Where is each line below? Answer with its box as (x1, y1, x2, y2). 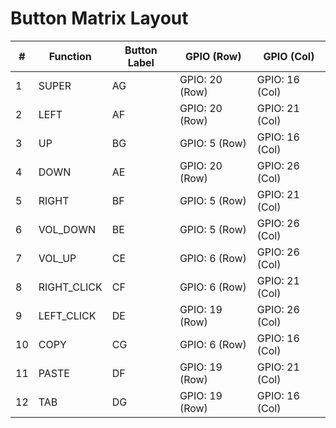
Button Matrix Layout (10, 7, 189, 30)
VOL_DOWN (38, 222, 96, 236)
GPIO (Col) (263, 49, 315, 63)
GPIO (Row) (185, 49, 242, 63)
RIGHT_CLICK (38, 280, 103, 294)
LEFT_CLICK (38, 308, 97, 322)
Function (48, 49, 92, 63)
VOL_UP (38, 251, 77, 265)
